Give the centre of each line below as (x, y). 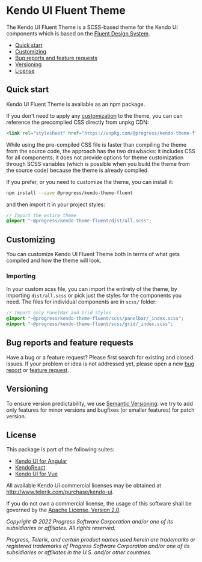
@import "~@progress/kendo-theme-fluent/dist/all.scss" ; (79, 221)
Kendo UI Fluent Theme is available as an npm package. (76, 104)
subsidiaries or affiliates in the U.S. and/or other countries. (79, 552)
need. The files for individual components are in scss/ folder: (82, 302)
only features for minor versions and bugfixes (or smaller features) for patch (100, 410)
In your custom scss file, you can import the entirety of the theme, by (92, 289)
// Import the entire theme (41, 215)
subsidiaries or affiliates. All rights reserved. (61, 528)
